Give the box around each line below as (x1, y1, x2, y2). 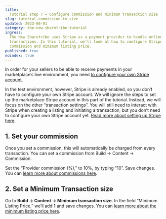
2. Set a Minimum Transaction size (5, 185, 114, 193)
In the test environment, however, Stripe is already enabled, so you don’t (5, 87, 153, 93)
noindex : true (5, 53, 35, 58)
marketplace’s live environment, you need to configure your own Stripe (5, 72, 149, 78)
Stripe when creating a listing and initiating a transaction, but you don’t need (5, 107, 161, 113)
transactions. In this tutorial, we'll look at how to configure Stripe (9, 39, 163, 44)
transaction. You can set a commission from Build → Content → (5, 151, 134, 156)
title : (5, 7, 19, 12)
